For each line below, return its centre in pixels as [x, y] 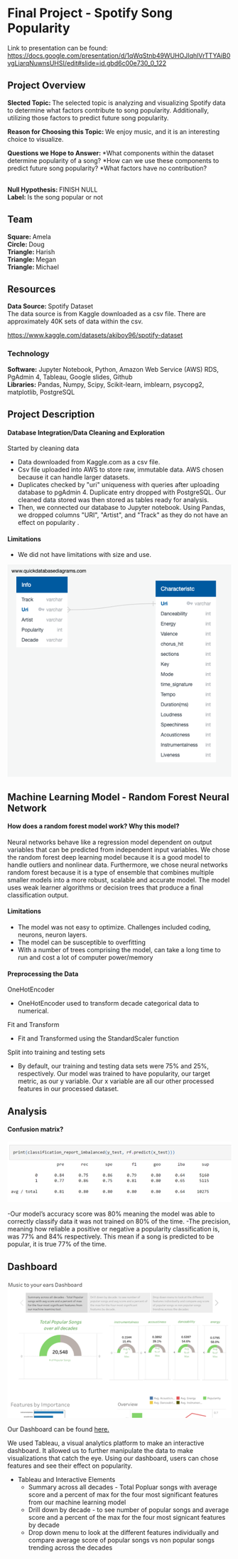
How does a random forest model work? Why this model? [93, 826]
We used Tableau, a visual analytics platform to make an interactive [106, 1443]
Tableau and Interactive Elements [66, 1479]
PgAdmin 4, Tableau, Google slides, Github [70, 377]
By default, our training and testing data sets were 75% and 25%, [113, 1066]
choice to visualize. [36, 139]
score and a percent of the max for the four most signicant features [127, 1517]
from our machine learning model [77, 1502]
